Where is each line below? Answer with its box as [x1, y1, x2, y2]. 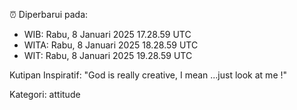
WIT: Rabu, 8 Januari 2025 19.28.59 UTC [23, 50, 193, 61]
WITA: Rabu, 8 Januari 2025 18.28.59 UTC [23, 39, 199, 51]
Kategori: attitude [9, 89, 81, 100]
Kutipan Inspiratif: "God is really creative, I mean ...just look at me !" [9, 69, 288, 81]
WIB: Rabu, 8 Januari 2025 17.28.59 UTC [23, 29, 192, 40]
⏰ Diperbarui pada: [9, 9, 89, 20]
